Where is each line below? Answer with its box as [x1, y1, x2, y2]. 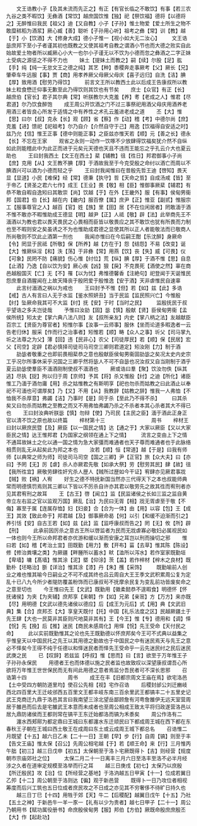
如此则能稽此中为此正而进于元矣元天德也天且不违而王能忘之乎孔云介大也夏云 [6, 145, 191, 152]
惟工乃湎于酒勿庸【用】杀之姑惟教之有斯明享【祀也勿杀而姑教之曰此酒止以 [6, 380, 186, 387]
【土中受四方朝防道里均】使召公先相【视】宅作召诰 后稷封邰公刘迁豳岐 [6, 681, 188, 688]
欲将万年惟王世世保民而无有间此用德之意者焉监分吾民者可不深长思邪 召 [6, 667, 188, 673]
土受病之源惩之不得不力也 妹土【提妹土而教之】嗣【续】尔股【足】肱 [6, 56, 182, 63]
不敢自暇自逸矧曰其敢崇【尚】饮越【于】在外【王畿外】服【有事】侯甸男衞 [11, 189, 191, 196]
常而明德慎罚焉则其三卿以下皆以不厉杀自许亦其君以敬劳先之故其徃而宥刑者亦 [6, 483, 191, 490]
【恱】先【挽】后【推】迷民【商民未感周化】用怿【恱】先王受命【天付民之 [6, 623, 186, 629]
